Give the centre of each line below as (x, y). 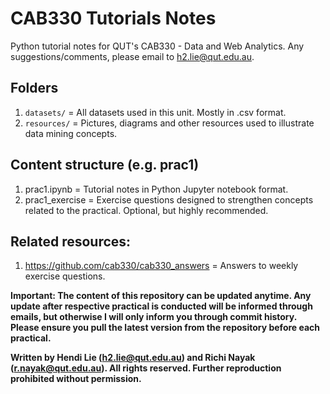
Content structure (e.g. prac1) (105, 165)
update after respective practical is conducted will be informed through (161, 306)
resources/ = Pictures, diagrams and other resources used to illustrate (169, 123)
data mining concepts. (71, 133)
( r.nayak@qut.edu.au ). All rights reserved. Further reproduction (146, 368)
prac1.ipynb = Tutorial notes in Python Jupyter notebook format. (156, 189)
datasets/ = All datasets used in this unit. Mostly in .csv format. (155, 112)
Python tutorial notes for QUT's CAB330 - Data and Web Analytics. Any (157, 46)
